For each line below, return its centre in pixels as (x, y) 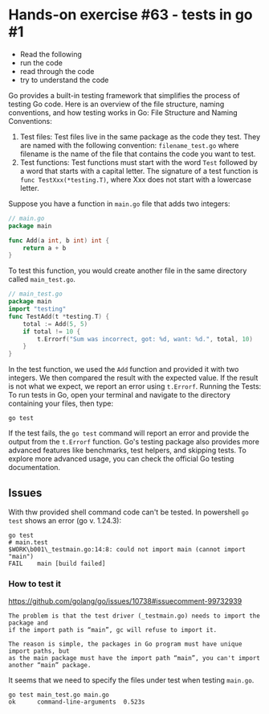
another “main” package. (50, 666)
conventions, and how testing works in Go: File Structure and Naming (123, 112)
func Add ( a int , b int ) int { (59, 240)
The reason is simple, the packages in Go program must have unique (125, 644)
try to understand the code (64, 80)
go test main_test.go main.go (59, 695)
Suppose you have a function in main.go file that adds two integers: (119, 204)
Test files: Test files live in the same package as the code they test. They (140, 136)
